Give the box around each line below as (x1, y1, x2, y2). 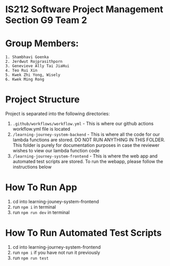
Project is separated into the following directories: (5, 111, 110, 117)
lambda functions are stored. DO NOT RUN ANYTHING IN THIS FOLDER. (12, 137, 165, 143)
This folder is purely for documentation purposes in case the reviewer (12, 142, 160, 148)
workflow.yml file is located (12, 126, 70, 132)
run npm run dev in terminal (12, 209, 70, 215)
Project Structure (5, 94, 80, 105)
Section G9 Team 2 (5, 14, 87, 26)
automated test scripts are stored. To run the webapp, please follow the (12, 158, 163, 165)
